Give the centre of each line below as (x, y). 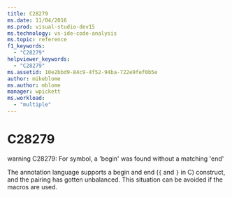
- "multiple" (32, 105)
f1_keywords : (26, 46)
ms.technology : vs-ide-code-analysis (62, 33)
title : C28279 (28, 14)
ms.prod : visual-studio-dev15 (51, 27)
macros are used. (32, 187)
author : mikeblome (34, 79)
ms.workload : (26, 98)
